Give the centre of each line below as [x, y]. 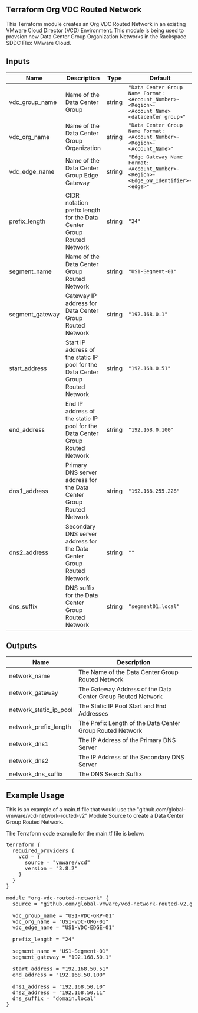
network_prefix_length [40, 727]
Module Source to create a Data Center [136, 816]
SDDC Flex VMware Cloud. [39, 43]
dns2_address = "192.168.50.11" [59, 993]
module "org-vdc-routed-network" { [57, 898]
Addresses [93, 714]
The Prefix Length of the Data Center [130, 723]
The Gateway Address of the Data [125, 690]
